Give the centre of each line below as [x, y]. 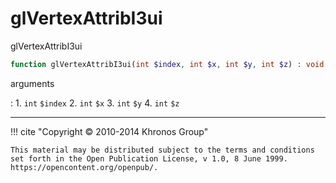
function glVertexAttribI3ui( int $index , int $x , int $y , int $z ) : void [167, 64]
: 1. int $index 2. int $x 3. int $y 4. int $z [95, 103]
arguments [32, 83]
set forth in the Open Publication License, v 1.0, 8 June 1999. [149, 158]
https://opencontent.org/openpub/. [84, 167]
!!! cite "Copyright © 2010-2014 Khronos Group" [109, 131]
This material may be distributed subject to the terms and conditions [162, 150]
